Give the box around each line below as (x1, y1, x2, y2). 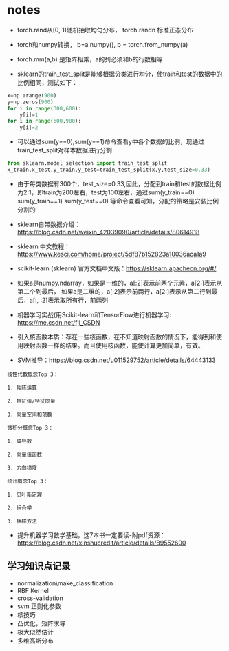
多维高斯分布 (17, 637, 54, 645)
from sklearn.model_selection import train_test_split (7, 160, 168, 167)
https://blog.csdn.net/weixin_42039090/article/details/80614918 (17, 228, 200, 236)
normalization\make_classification (17, 579, 113, 588)
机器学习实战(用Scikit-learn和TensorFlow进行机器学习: (17, 310, 172, 319)
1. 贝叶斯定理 (7, 491, 43, 498)
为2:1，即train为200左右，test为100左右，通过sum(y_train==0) (17, 188, 195, 197)
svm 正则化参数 (17, 602, 62, 610)
